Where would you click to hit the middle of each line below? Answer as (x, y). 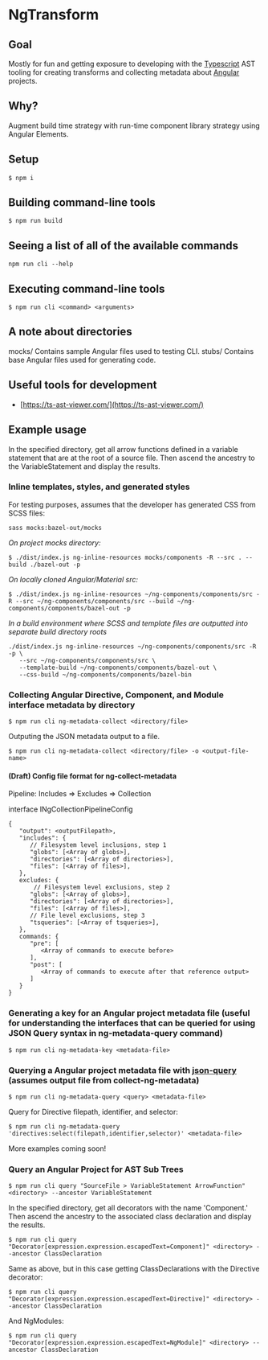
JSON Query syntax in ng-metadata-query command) (116, 1033)
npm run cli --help (41, 264)
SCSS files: (27, 513)
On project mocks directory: (55, 542)
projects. (23, 81)
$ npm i (21, 178)
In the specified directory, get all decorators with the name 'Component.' (128, 1208)
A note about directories (70, 332)
